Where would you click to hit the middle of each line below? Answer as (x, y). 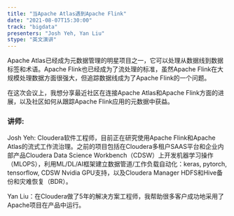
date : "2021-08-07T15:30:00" (50, 20)
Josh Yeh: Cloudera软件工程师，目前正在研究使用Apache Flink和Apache (111, 138)
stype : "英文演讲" (32, 40)
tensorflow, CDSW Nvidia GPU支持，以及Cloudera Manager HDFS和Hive (112, 173)
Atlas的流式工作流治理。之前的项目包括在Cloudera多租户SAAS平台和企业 (113, 147)
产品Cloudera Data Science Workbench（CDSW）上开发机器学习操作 (113, 155)
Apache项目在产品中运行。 (46, 205)
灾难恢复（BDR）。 (46, 182)
